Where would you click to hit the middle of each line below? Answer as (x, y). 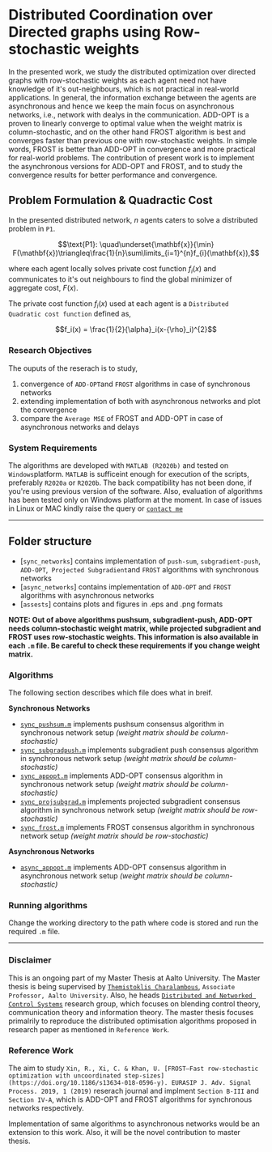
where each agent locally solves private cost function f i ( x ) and (113, 269)
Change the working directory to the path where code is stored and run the (134, 923)
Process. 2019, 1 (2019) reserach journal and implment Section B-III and (134, 1090)
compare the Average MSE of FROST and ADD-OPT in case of (121, 418)
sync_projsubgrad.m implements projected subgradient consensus (130, 801)
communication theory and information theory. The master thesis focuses (131, 1012)
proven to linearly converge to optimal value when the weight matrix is (125, 123)
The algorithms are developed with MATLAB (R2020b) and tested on (119, 465)
